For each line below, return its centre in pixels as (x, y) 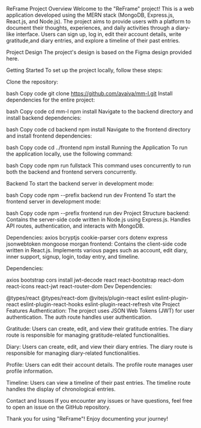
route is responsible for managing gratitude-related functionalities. (88, 335)
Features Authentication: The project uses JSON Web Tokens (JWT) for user (100, 311)
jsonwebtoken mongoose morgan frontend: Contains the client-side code (97, 244)
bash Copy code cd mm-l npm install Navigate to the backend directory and (100, 111)
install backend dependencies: (44, 118)
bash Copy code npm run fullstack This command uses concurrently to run (99, 165)
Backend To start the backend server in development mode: (80, 183)
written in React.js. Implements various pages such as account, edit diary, (97, 250)
